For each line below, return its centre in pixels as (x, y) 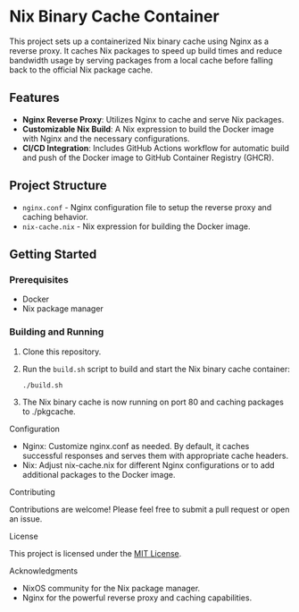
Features (34, 98)
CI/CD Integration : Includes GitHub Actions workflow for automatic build (156, 148)
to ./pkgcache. (49, 412)
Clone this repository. (62, 352)
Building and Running (57, 332)
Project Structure (58, 186)
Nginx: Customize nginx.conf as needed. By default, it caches (136, 446)
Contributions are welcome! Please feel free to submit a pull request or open (149, 510)
